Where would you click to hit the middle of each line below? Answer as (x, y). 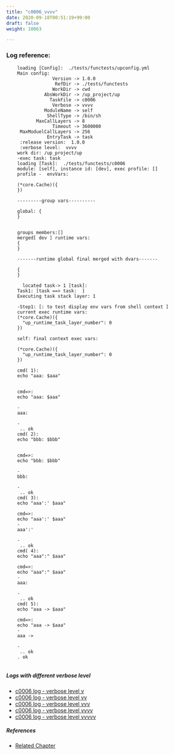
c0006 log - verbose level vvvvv (56, 717)
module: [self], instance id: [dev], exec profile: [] (88, 169)
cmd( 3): (28, 498)
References (21, 731)
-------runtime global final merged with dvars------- (88, 259)
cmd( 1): (28, 371)
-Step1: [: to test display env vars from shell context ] (93, 307)
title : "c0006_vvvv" (32, 12)
